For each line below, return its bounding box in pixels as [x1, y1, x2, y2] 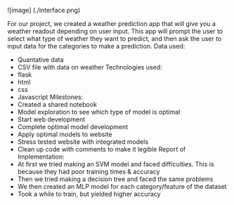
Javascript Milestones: [17, 93, 84, 101]
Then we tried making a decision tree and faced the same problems [17, 175, 214, 183]
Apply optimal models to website [17, 130, 112, 138]
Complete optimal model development [17, 123, 129, 131]
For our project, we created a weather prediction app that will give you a [7, 20, 216, 27]
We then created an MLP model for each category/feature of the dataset [17, 183, 227, 190]
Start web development [17, 115, 86, 124]
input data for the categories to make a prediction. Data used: [7, 42, 186, 50]
